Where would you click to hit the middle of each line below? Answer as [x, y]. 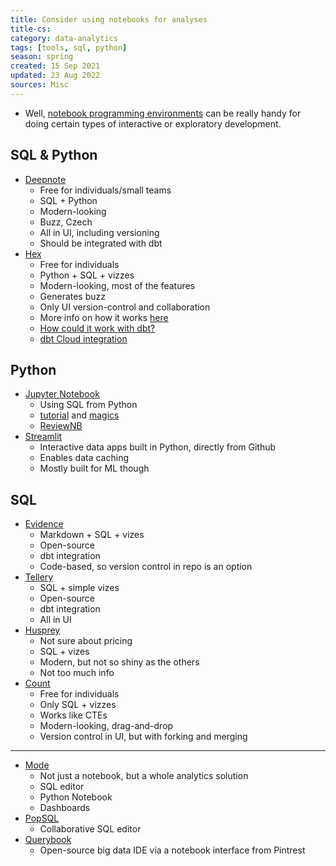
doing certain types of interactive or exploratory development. [153, 123]
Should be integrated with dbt [101, 243]
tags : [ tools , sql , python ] [69, 47]
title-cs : [31, 29]
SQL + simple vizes [79, 588]
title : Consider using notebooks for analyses [109, 19]
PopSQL [42, 818]
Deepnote [45, 179]
